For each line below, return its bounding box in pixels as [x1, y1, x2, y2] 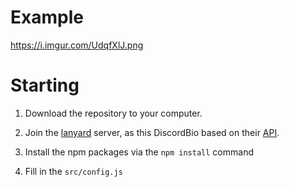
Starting [10, 74, 80, 97]
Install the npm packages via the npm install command [24, 146, 254, 158]
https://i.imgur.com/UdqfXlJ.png [10, 39, 144, 51]
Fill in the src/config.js [24, 165, 123, 177]
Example [10, 6, 84, 29]
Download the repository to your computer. [24, 107, 203, 119]
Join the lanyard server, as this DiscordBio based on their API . [24, 126, 280, 138]
